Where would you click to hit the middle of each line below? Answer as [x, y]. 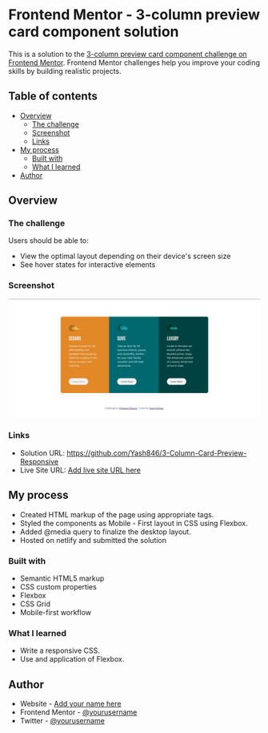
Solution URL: [42, 453]
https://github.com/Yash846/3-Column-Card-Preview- [157, 453]
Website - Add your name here [70, 703]
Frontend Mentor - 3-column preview [134, 15]
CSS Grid [35, 604]
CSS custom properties [58, 586]
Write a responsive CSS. [60, 650]
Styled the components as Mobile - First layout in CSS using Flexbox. [134, 523]
